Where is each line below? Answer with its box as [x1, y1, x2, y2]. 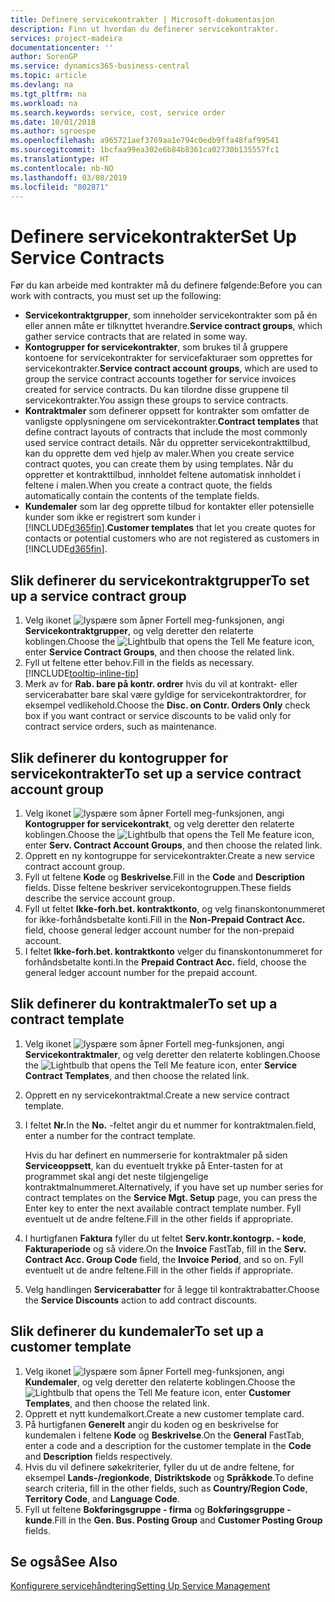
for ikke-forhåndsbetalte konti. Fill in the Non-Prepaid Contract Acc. [24, 913, 306, 925]
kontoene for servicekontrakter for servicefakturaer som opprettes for [24, 352, 313, 364]
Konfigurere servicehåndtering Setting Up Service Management [10, 1580, 271, 1592]
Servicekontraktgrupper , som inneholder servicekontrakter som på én [24, 309, 318, 321]
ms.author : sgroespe [10, 126, 97, 136]
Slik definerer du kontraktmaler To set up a [10, 996, 278, 1013]
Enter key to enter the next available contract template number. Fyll [24, 1202, 302, 1214]
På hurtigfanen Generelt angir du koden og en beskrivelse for [24, 1418, 280, 1430]
